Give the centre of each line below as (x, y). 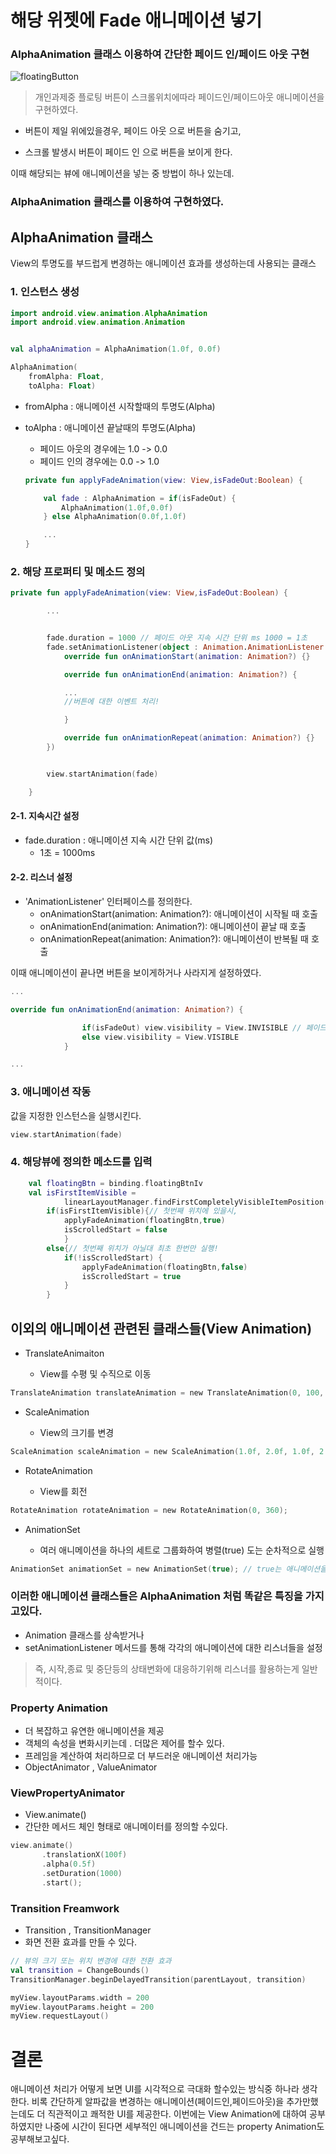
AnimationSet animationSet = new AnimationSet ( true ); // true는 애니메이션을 (169, 1569)
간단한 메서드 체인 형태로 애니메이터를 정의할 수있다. (126, 1827)
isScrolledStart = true (131, 1276)
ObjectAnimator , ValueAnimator (91, 1767)
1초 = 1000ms (67, 852)
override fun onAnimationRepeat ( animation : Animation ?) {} (189, 738)
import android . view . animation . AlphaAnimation (109, 313)
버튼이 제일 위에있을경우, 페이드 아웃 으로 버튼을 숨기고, (133, 131)
